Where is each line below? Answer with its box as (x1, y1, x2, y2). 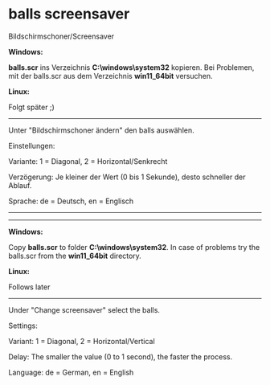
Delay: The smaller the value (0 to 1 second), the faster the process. (8, 351, 233, 362)
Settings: (8, 321, 38, 330)
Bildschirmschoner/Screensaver (8, 31, 115, 41)
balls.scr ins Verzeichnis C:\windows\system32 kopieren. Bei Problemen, (8, 62, 255, 72)
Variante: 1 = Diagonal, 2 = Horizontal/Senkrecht (8, 156, 168, 166)
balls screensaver (8, 5, 130, 23)
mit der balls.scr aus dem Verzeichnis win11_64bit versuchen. (8, 71, 213, 80)
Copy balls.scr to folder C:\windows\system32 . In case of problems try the (8, 242, 260, 252)
